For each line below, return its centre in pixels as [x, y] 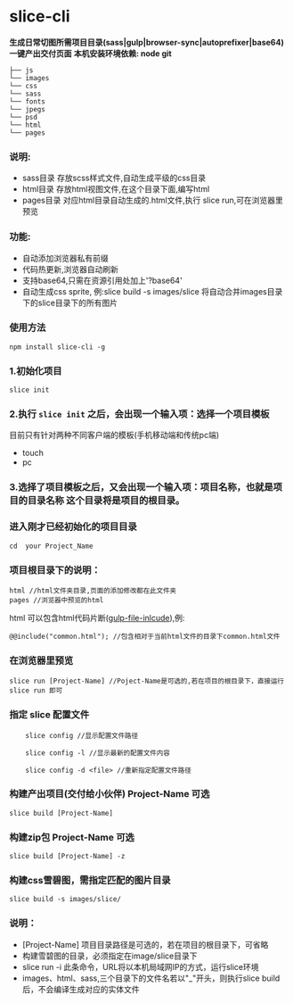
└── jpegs [28, 109]
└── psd [24, 117]
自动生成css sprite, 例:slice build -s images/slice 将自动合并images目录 [152, 291]
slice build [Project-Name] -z [67, 857]
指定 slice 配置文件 [49, 715]
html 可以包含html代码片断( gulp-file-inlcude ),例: [97, 618]
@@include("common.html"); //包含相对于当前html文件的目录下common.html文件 [145, 636]
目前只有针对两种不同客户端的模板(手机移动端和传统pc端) [114, 435]
